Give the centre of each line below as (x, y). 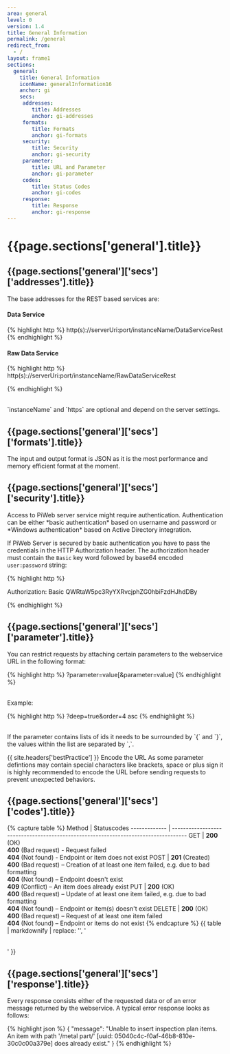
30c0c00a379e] (30, 1044)
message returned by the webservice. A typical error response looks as (108, 1008)
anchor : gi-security (61, 155)
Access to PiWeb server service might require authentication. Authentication (115, 515)
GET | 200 (203, 836)
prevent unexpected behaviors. (51, 779)
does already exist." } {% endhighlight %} (113, 1044)
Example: (20, 703)
